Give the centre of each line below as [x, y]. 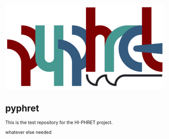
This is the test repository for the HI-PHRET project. [59, 122]
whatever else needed [28, 132]
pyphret [22, 108]
